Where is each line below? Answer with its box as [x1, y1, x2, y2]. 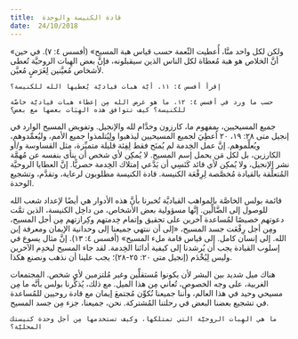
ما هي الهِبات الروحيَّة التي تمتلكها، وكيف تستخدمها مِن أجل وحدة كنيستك [10, 314, 278, 323]
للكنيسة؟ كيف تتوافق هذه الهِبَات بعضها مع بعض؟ [10, 105, 186, 114]
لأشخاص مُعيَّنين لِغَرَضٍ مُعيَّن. [10, 64, 105, 76]
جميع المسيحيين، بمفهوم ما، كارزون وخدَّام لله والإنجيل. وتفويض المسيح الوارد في [10, 121, 277, 132]
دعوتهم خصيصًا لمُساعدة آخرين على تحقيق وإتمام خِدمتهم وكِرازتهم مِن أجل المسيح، [10, 214, 285, 224]
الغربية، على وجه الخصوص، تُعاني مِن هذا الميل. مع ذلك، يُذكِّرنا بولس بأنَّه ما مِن [10, 278, 270, 289]
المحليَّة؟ [10, 322, 43, 331]
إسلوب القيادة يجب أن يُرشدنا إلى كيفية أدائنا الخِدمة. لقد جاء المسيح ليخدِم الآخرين [10, 242, 280, 253]
